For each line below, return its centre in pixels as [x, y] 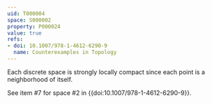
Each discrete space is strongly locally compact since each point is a [106, 72]
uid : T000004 [26, 14]
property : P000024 [34, 26]
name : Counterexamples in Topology [65, 53]
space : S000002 [29, 20]
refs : [15, 40]
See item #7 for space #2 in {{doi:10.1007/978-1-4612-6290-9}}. [99, 93]
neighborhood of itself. [40, 79]
